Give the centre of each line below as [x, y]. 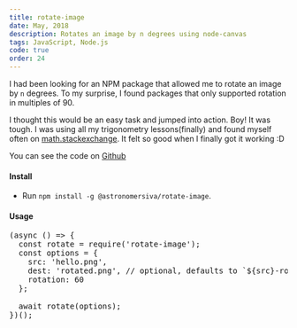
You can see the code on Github [68, 156]
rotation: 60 [56, 280]
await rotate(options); [70, 306]
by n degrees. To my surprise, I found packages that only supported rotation [148, 93]
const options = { [58, 253]
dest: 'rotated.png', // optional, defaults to [133, 271]
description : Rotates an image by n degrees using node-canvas [128, 34]
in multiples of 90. [42, 102]
